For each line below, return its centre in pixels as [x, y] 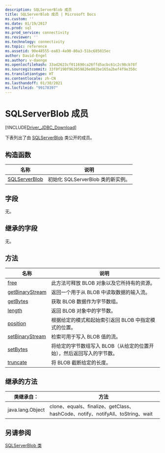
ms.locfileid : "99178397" [31, 88]
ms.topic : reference [26, 46]
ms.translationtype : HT [29, 74]
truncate [17, 362]
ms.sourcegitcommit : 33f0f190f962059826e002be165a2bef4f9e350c [71, 70]
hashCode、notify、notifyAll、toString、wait [101, 414]
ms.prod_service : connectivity [37, 33]
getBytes [18, 301]
